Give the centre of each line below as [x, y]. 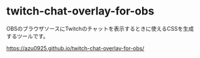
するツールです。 [27, 36]
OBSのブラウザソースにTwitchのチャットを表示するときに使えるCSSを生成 [100, 28]
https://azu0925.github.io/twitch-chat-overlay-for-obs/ [75, 48]
